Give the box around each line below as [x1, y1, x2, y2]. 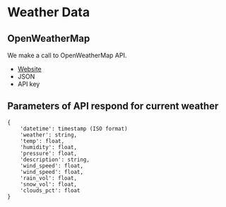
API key [17, 80, 40, 88]
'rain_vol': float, [20, 175, 78, 182]
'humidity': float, [20, 143, 78, 150]
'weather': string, [20, 131, 78, 138]
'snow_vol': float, [20, 181, 78, 188]
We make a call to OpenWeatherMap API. [7, 51, 127, 59]
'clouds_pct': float [20, 187, 81, 194]
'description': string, [20, 156, 90, 163]
